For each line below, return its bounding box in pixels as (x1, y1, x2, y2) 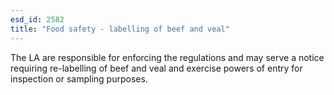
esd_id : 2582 (10, 14, 65, 25)
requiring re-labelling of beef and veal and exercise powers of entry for (10, 62, 303, 74)
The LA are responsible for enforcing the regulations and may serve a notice (10, 51, 325, 63)
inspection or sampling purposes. (10, 72, 148, 85)
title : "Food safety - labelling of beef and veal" (10, 24, 230, 34)
